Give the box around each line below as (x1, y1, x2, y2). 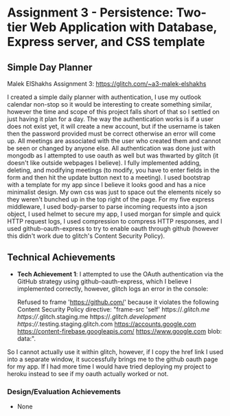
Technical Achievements (7, 252, 115, 263)
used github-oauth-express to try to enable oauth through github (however (7, 225, 219, 232)
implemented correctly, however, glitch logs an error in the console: (16, 284, 209, 293)
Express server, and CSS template (7, 34, 205, 50)
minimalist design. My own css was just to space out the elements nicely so (7, 188, 221, 196)
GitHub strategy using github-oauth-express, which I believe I (16, 277, 192, 285)
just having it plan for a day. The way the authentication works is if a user (7, 115, 214, 123)
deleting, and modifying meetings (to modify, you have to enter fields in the (7, 166, 220, 174)
